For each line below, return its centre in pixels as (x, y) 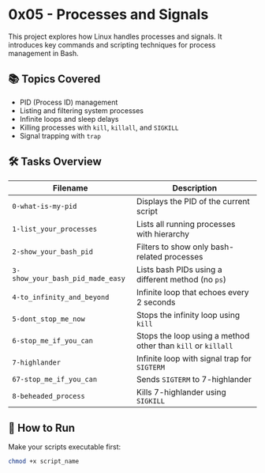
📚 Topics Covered (54, 79)
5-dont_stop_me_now (49, 319)
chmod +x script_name (44, 462)
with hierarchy (163, 233)
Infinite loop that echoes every (193, 292)
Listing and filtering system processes (82, 110)
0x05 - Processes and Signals (108, 15)
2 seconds (156, 302)
